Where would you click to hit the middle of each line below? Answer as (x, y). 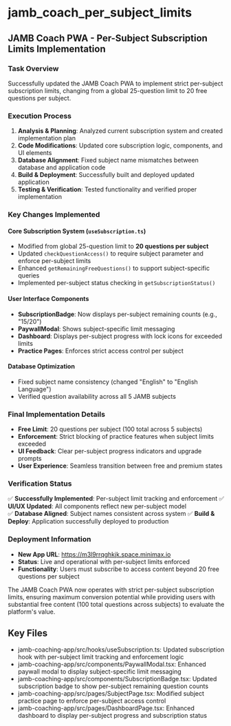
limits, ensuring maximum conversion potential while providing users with (112, 597)
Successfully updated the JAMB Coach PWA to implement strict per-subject (115, 83)
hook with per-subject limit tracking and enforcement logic (101, 657)
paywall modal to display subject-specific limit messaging (99, 672)
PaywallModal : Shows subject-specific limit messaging (96, 329)
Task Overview (33, 68)
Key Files (27, 633)
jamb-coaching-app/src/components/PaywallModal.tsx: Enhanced (112, 664)
